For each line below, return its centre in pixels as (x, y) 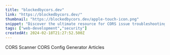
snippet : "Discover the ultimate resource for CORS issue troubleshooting (86, 24)
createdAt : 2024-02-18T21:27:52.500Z (45, 33)
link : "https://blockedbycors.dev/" (44, 14)
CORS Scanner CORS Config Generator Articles (55, 47)
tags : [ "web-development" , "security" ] (46, 28)
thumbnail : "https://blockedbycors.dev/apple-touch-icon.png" (72, 19)
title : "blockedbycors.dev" (35, 10)
